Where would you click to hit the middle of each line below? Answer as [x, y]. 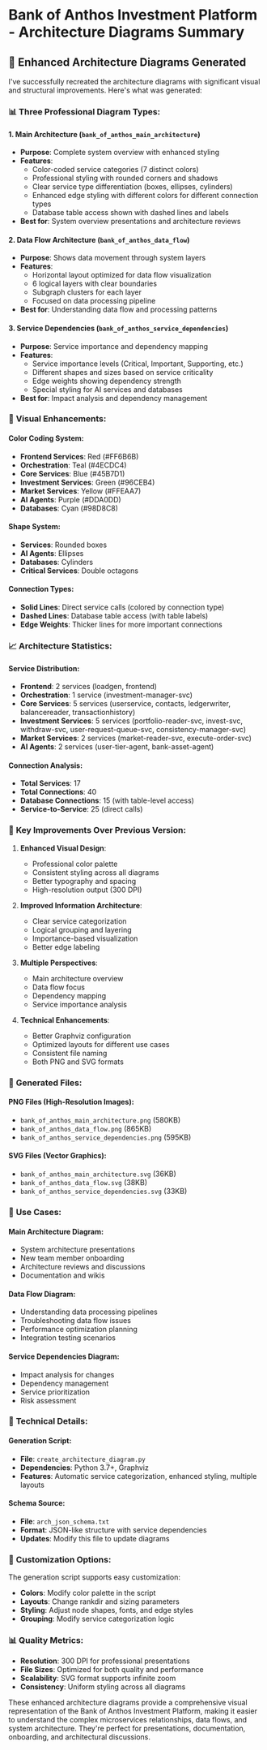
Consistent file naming [70, 1053]
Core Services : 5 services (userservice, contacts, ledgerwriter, [125, 704]
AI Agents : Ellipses [52, 553]
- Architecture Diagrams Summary [127, 32]
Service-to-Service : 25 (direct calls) [81, 809]
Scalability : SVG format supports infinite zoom [98, 1679]
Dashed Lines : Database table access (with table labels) [114, 616]
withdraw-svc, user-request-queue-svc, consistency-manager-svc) [133, 730]
